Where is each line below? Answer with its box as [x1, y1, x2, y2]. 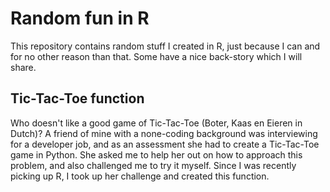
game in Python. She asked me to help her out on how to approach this [10, 148, 303, 161]
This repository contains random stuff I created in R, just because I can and [10, 40, 321, 52]
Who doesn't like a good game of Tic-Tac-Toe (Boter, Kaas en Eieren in [10, 117, 303, 129]
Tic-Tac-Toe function [10, 90, 145, 107]
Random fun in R [10, 7, 150, 30]
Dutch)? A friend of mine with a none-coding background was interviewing [10, 127, 318, 139]
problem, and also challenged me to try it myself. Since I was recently [10, 159, 297, 171]
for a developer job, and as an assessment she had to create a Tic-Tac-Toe [10, 138, 320, 150]
